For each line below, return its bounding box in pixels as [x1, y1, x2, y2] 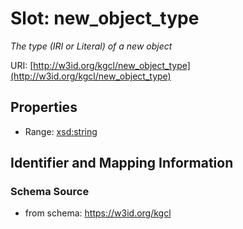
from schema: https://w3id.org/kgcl [24, 207, 172, 219]
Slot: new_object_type [10, 7, 200, 30]
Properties [10, 99, 78, 116]
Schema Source [10, 185, 90, 199]
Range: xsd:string [24, 125, 98, 137]
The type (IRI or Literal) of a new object [10, 40, 173, 52]
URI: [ [10, 59, 34, 71]
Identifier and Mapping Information [10, 155, 234, 172]
